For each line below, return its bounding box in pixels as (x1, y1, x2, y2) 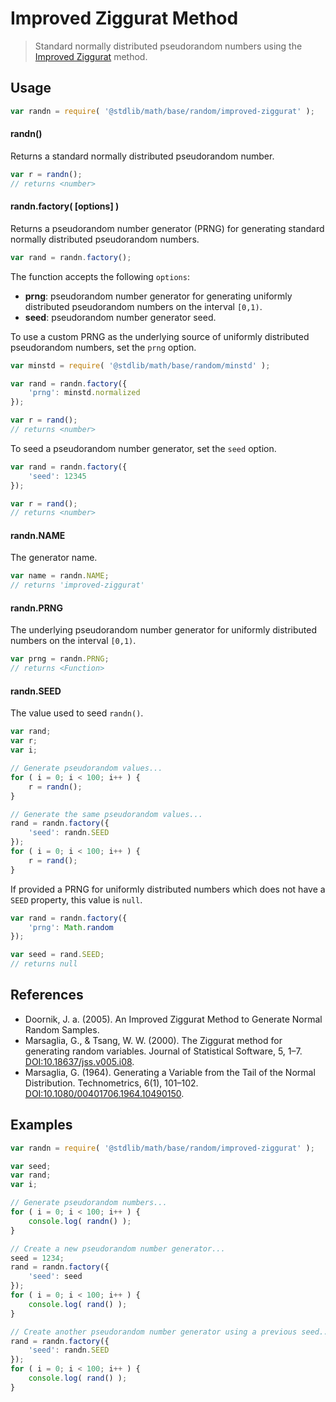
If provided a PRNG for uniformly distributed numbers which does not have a (10, 883, 326, 895)
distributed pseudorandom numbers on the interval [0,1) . (24, 300, 263, 312)
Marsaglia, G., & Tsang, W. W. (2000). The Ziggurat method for (24, 1034, 283, 1046)
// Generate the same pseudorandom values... (10, 809, 203, 819)
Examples (10, 1117, 73, 1134)
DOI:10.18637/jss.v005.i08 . (24, 1055, 135, 1067)
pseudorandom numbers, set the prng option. (10, 341, 197, 353)
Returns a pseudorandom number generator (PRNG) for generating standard (10, 222, 325, 234)
